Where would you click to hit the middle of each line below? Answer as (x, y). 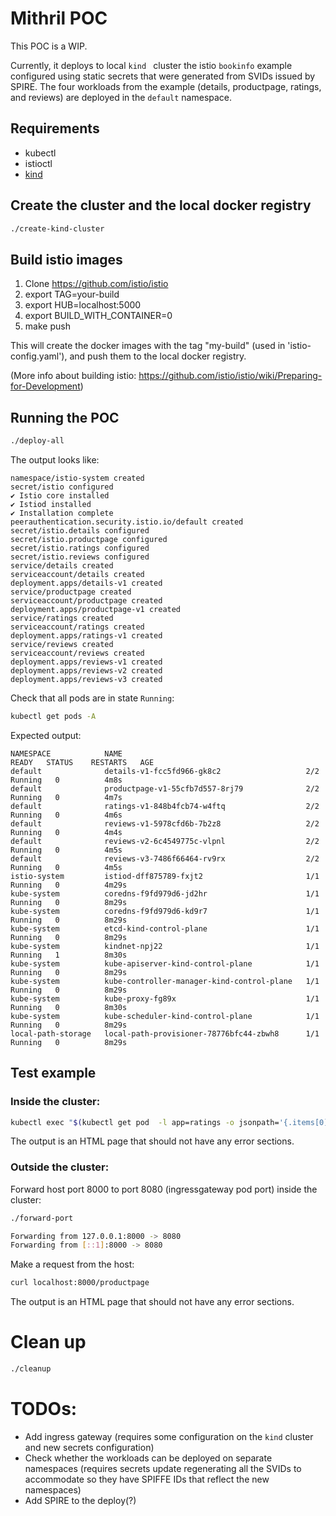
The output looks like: (55, 459)
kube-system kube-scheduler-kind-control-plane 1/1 (165, 1016)
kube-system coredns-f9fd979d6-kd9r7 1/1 (165, 911)
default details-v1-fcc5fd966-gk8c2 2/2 (165, 771)
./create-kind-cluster (57, 228)
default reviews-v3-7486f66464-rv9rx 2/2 (165, 858)
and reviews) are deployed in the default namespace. (121, 97)
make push (47, 326)
